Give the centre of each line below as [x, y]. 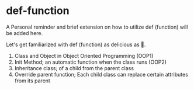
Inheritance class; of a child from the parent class [74, 68]
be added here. [25, 33]
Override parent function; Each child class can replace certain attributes [101, 74]
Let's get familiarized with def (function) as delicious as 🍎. [76, 44]
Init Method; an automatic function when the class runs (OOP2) [91, 62]
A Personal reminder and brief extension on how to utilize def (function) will [97, 27]
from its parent [32, 81]
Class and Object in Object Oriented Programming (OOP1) [84, 56]
